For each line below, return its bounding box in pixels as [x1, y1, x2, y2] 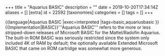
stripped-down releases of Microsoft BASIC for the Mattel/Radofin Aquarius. [5, 30, 161, 35]
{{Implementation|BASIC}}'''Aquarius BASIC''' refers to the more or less [5, 24, 151, 30]
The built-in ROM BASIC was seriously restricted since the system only [5, 35, 150, 41]
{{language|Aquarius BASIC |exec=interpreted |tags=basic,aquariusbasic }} [5, 19, 160, 25]
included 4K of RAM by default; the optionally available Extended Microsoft [5, 40, 158, 46]
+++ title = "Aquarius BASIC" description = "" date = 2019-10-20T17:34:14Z [5, 4, 159, 10]
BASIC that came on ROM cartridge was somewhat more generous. [5, 46, 142, 51]
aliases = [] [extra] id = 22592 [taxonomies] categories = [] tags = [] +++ [5, 9, 153, 15]
